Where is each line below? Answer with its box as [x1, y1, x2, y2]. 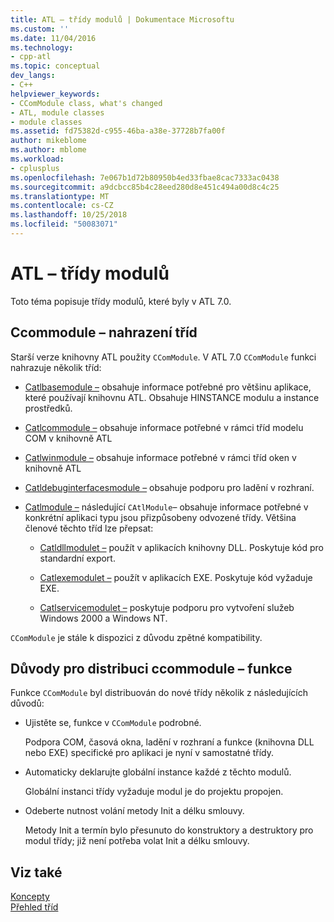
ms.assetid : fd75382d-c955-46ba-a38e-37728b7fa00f [10, 126, 226, 136]
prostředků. [24, 402, 73, 414]
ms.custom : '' [10, 24, 70, 34]
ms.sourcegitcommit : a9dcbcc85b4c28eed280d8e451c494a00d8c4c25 [10, 182, 280, 192]
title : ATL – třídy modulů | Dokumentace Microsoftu [10, 14, 235, 25]
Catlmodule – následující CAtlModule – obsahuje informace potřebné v [24, 501, 309, 513]
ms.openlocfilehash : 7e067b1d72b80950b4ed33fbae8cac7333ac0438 [10, 172, 280, 183]
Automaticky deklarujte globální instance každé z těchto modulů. [24, 766, 292, 778]
